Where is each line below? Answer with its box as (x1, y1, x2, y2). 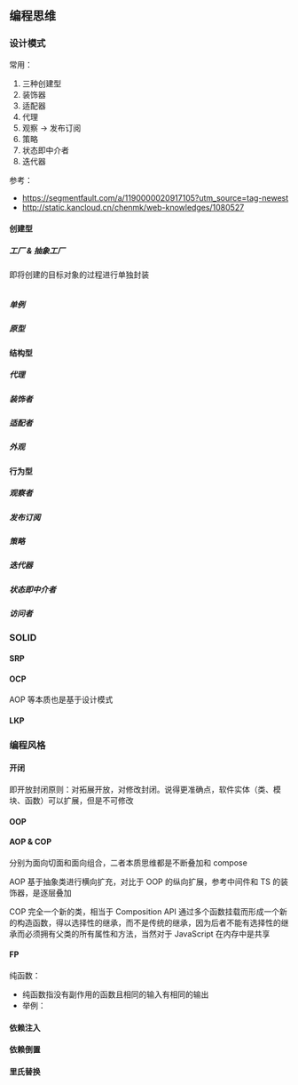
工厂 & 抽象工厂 (9, 245, 66, 256)
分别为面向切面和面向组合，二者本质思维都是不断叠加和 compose (9, 857, 248, 868)
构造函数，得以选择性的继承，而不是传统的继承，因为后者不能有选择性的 (16, 917, 281, 928)
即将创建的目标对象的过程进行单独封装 (9, 269, 149, 280)
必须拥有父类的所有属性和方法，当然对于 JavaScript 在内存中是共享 (24, 928, 271, 939)
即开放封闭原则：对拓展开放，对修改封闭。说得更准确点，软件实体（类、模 (9, 785, 281, 795)
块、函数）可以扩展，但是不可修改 (9, 795, 134, 806)
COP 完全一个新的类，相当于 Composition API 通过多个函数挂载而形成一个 (9, 905, 280, 917)
